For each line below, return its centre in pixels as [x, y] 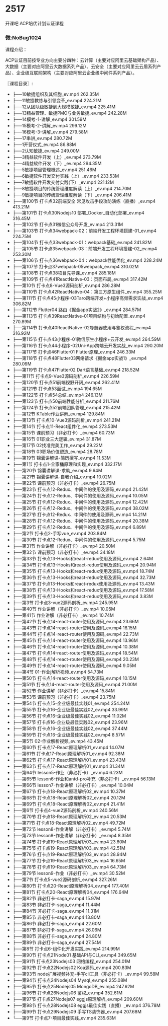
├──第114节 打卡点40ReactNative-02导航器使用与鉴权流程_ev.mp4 [82, 328]
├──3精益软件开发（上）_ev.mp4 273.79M [57, 157]
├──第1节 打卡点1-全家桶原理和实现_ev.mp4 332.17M [67, 464]
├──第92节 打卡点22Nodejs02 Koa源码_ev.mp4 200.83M [72, 968]
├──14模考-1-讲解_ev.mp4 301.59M [49, 119]
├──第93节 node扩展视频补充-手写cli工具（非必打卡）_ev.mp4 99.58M [86, 974]
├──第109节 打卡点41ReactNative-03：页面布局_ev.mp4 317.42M [80, 279]
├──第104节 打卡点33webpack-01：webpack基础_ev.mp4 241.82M [82, 243]
